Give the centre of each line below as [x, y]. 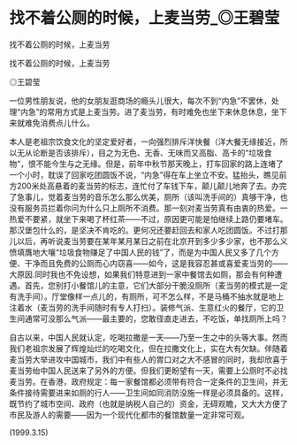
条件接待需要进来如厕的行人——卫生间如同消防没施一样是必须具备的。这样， [148, 392]
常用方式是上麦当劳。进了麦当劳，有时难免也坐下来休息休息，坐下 [167, 111]
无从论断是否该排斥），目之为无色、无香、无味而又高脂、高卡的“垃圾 [141, 152]
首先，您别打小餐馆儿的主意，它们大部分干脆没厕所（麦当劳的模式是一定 [156, 285]
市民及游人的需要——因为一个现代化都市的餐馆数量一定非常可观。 [129, 414]
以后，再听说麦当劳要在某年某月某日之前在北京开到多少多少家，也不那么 [148, 241]
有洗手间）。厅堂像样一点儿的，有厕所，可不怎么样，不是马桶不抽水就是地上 [147, 296]
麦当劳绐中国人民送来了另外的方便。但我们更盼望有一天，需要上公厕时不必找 [148, 370]
